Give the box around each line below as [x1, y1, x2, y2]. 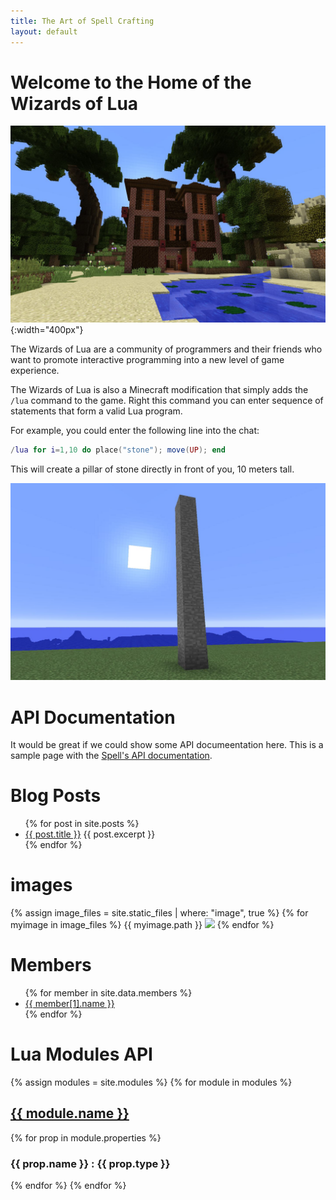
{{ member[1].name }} [24, 998, 115, 1010]
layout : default [10, 26, 78, 37]
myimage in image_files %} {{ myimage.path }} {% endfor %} [10, 919, 275, 931]
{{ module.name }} [10, 1105, 130, 1122]
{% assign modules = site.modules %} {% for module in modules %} [10, 1076, 293, 1088]
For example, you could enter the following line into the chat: [10, 425, 260, 437]
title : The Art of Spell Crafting [10, 16, 155, 26]
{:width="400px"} [10, 324, 84, 336]
